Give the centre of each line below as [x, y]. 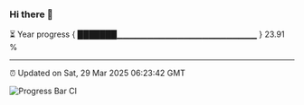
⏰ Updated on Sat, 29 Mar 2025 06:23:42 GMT [97, 73]
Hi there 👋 [32, 14]
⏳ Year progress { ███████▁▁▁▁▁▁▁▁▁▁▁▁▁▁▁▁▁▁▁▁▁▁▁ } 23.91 [147, 34]
